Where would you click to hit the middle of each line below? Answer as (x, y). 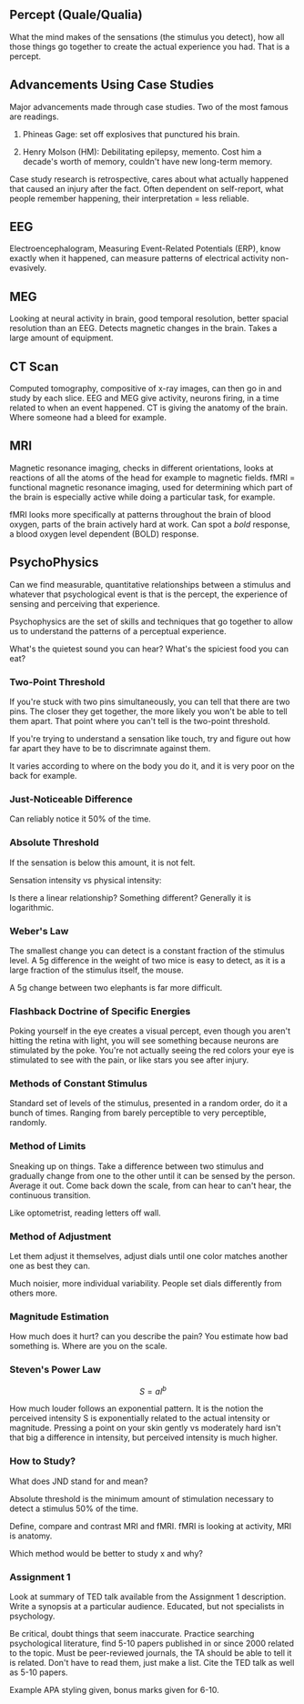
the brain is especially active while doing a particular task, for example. (142, 497)
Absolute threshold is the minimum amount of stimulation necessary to (142, 1498)
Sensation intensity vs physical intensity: (86, 880)
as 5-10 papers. (39, 1672)
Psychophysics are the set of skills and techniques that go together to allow (151, 621)
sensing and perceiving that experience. (85, 603)
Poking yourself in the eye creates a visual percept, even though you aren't (150, 1031)
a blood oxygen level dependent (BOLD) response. (104, 534)
